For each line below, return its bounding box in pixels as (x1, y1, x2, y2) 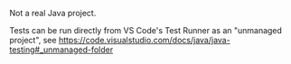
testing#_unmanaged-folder (9, 44, 114, 55)
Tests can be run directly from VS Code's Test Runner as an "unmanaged (9, 25, 283, 35)
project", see (9, 35, 57, 45)
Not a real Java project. (9, 8, 97, 18)
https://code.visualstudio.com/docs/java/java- (58, 35, 230, 45)
